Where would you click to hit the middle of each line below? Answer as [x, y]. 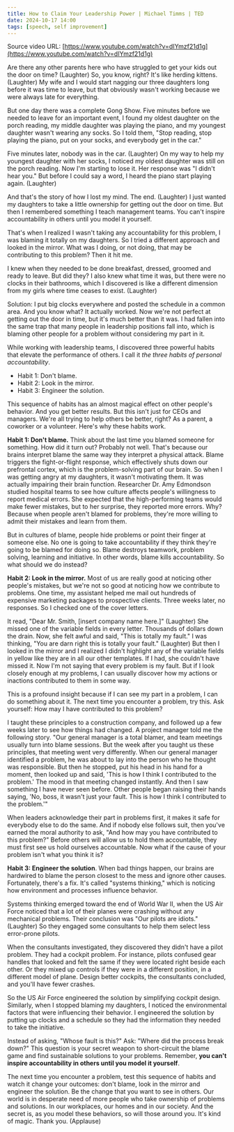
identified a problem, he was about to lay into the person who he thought [111, 760]
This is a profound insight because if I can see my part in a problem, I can [112, 694]
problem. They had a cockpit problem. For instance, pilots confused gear [112, 955]
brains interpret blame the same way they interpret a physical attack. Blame [116, 455]
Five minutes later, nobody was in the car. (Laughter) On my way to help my [116, 154]
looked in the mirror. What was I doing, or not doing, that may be [100, 248]
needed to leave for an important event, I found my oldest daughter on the [114, 118]
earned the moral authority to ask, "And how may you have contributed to [112, 833]
